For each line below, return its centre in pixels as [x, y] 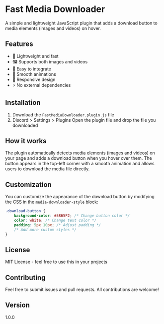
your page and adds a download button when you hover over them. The [79, 158]
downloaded [25, 125]
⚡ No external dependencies [41, 85]
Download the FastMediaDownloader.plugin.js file [63, 115]
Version [17, 305]
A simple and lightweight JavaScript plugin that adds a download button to [81, 23]
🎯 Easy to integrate [32, 69]
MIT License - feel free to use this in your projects [56, 262]
